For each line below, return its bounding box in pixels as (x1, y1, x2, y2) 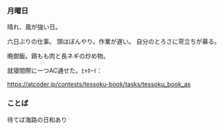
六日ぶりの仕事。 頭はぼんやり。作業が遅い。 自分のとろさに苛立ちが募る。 (7, 38, 221, 46)
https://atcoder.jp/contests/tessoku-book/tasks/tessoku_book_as (7, 80, 191, 88)
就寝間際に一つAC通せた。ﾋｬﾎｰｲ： (7, 66, 103, 75)
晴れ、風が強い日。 (7, 23, 62, 31)
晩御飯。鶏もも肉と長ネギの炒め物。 (7, 52, 110, 60)
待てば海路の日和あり (7, 115, 67, 124)
